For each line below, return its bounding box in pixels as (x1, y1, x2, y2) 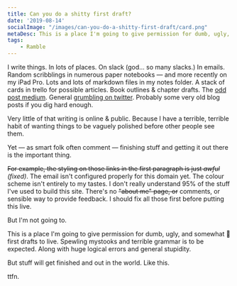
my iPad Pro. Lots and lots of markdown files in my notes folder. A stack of (7, 78, 225, 86)
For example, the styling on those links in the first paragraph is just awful (7, 165, 220, 172)
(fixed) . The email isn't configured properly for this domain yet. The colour (7, 172, 225, 180)
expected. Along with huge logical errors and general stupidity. (7, 245, 192, 253)
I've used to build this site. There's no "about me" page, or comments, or (7, 187, 220, 195)
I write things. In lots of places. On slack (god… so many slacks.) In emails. (7, 63, 226, 71)
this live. (7, 202, 32, 210)
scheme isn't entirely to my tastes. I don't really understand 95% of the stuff (7, 180, 231, 188)
